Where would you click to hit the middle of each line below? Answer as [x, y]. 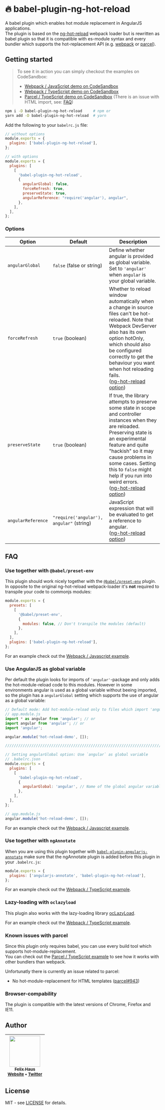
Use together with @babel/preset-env [49, 571]
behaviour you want [132, 362]
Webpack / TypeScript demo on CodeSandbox [71, 91]
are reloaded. [124, 426]
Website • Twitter [25, 1074]
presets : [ [21, 606]
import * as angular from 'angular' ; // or [50, 718]
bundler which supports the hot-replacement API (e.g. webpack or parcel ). [81, 44]
